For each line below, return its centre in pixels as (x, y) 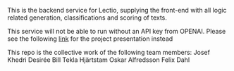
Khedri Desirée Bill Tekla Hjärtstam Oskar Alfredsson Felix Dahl (99, 60)
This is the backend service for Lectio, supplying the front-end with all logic (117, 10)
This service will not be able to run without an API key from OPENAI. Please (117, 31)
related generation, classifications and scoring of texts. (87, 18)
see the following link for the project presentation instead (90, 39)
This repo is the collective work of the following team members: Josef (109, 52)
